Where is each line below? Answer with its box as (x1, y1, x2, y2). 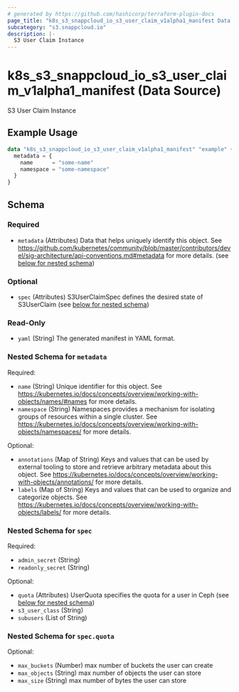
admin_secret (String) (17, 556, 80, 564)
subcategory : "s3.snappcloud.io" (7, 23, 107, 31)
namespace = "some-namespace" (20, 165, 110, 173)
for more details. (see (166, 251, 229, 260)
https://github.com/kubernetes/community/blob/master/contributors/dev (17, 243, 231, 252)
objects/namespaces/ (17, 427, 82, 436)
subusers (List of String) (17, 614, 87, 622)
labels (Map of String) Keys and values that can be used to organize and (17, 485, 232, 493)
